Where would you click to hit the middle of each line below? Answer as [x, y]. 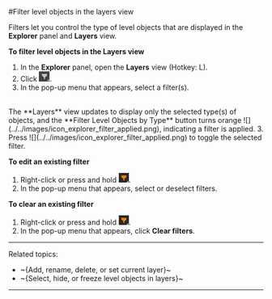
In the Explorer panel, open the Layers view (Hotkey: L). [114, 67]
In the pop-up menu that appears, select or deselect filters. [119, 188]
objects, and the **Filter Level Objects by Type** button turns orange [125, 120]
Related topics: [33, 254]
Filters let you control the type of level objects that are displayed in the [126, 27]
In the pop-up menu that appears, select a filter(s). [104, 87]
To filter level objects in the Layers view [76, 51]
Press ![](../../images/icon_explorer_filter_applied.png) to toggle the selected [135, 137]
